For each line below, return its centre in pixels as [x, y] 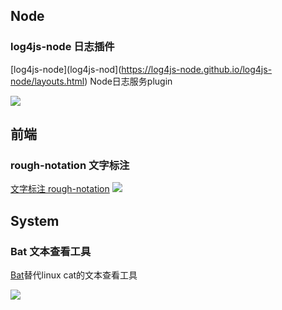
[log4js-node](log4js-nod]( [66, 69]
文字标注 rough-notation [60, 189]
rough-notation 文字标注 [70, 165]
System [35, 220]
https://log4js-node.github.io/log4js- [197, 69]
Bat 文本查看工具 [51, 251]
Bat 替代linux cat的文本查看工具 [74, 275]
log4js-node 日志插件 [62, 47]
